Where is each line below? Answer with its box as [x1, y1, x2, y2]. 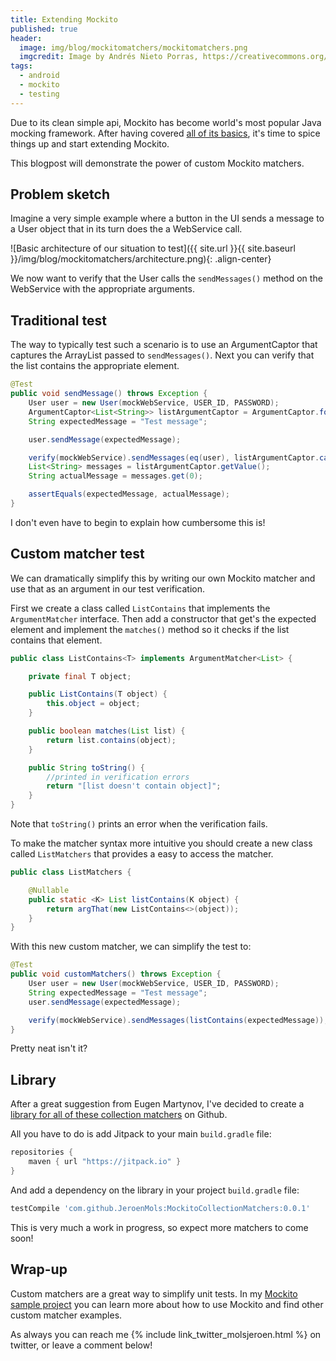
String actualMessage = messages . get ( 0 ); [28, 471, 203, 481]
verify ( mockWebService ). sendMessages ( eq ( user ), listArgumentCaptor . [28, 452, 320, 463]
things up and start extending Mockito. [10, 137, 170, 150]
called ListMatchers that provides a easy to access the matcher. [10, 848, 274, 860]
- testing [19, 89, 60, 99]
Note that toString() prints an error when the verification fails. [10, 818, 268, 830]
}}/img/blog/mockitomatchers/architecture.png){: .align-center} [10, 253, 272, 265]
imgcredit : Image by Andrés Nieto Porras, [19, 52, 199, 62]
